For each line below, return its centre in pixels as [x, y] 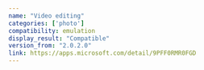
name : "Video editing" [46, 16]
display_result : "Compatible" [59, 38]
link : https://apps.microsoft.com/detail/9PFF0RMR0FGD [102, 53]
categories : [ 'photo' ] [46, 23]
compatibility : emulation [52, 31]
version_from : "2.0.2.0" [50, 46]
